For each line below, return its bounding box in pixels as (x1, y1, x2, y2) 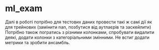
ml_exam (5, 3, 43, 14)
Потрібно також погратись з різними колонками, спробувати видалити (5, 29, 155, 35)
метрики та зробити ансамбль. (5, 39, 70, 45)
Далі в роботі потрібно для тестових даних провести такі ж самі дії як (5, 19, 152, 25)
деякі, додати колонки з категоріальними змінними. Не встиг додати (5, 34, 150, 40)
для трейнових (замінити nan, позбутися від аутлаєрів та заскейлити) (5, 24, 151, 30)
